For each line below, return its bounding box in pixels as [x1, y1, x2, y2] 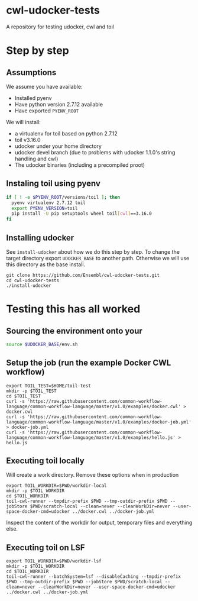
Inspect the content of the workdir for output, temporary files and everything [6, 519, 193, 526]
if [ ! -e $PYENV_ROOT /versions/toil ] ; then [6, 194, 120, 200]
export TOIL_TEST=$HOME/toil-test [6, 383, 92, 389]
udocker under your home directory [14, 143, 102, 150]
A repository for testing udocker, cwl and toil [6, 23, 114, 30]
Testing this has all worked [6, 302, 141, 316]
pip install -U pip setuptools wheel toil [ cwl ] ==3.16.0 [11, 211, 152, 217]
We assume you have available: [6, 83, 83, 90]
